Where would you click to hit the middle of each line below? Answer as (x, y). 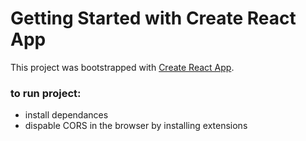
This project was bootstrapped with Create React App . (122, 67)
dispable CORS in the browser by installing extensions (136, 126)
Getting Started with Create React (153, 18)
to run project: (46, 93)
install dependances (66, 115)
